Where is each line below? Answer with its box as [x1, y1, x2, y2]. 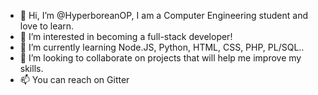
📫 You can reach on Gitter [19, 74, 130, 85]
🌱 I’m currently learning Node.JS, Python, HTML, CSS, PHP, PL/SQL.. [19, 41, 305, 53]
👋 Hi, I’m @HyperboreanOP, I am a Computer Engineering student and [19, 10, 309, 21]
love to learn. [19, 20, 75, 32]
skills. [19, 63, 44, 74]
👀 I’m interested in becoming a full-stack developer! [19, 31, 233, 42]
